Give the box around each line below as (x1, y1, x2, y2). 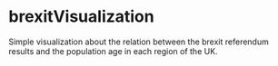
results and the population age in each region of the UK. (8, 45, 219, 56)
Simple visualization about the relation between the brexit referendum (8, 36, 269, 47)
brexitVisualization (8, 6, 155, 27)
